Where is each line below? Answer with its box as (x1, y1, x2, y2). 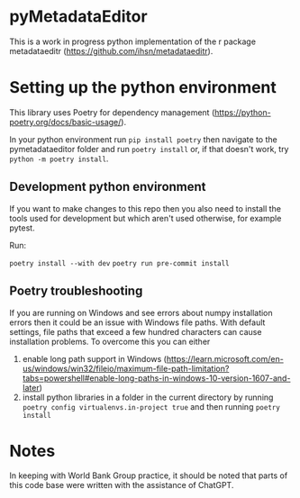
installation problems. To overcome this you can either (9, 336, 211, 347)
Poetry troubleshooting (9, 284, 143, 299)
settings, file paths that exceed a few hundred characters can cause (9, 326, 262, 337)
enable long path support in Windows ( (22, 353, 167, 364)
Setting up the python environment (9, 77, 277, 98)
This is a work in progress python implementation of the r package (9, 36, 257, 47)
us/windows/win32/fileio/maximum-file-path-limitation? (22, 363, 230, 374)
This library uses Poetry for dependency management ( (9, 106, 215, 118)
